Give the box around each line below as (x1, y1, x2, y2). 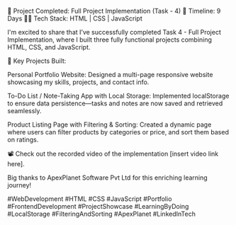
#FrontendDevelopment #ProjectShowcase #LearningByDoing (7, 202, 189, 210)
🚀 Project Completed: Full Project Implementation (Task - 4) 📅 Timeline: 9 (7, 7, 221, 15)
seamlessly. (7, 107, 42, 115)
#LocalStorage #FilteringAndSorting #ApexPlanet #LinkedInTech (7, 209, 196, 218)
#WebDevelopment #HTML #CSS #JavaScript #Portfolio (7, 195, 172, 203)
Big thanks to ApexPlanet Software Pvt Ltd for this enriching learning (7, 173, 208, 182)
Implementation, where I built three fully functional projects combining (7, 35, 213, 44)
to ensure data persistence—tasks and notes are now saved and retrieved (7, 99, 223, 108)
